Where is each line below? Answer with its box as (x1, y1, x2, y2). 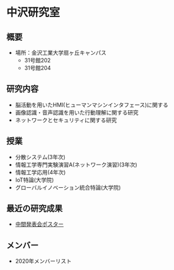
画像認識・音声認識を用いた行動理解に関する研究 (15, 108, 139, 116)
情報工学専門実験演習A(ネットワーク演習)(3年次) (15, 161, 137, 168)
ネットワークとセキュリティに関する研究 (15, 116, 117, 124)
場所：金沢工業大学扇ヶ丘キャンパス (15, 49, 107, 56)
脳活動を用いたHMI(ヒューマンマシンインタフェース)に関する (15, 101, 169, 108)
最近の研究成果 (6, 204, 63, 214)
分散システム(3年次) (15, 153, 66, 160)
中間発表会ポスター (15, 221, 64, 228)
